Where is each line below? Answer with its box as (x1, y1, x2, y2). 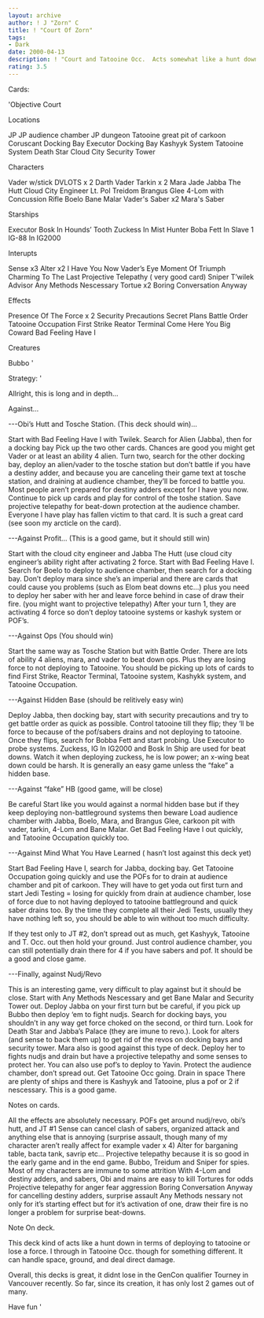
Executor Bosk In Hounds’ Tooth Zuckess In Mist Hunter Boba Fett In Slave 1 (8, 225, 254, 234)
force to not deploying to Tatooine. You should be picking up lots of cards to (8, 663, 255, 672)
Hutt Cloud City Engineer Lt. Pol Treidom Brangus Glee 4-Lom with (8, 186, 224, 195)
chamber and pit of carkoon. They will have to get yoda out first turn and (8, 880, 244, 889)
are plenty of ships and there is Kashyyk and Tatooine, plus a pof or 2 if (8, 1076, 240, 1086)
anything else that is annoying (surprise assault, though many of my (8, 1132, 228, 1142)
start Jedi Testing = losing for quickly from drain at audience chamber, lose (8, 888, 251, 898)
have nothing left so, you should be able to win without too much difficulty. (8, 913, 250, 923)
